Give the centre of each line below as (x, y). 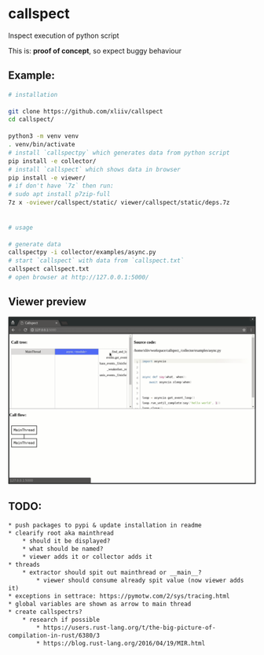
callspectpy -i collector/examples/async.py (82, 253)
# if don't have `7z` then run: (61, 186)
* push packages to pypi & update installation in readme (105, 525)
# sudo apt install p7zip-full (59, 194)
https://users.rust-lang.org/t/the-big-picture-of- (129, 628)
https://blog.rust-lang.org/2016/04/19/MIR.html (124, 644)
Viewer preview (47, 302)
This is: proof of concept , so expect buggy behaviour (95, 50)
